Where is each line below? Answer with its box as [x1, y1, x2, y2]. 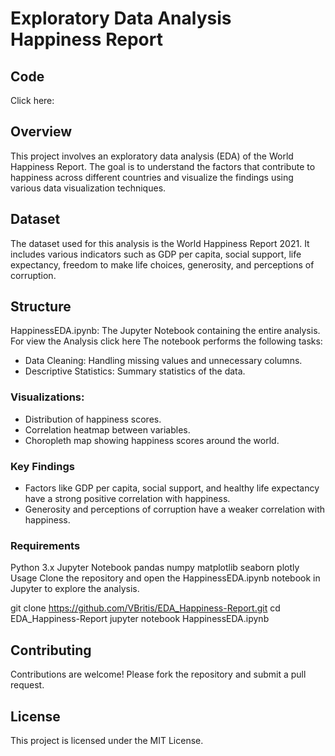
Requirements [10, 538, 81, 552]
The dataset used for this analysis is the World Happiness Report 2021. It [10, 237, 310, 249]
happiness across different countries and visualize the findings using [10, 171, 294, 183]
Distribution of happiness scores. [24, 413, 162, 425]
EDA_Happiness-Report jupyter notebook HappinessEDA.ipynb [10, 613, 270, 625]
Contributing [10, 642, 92, 659]
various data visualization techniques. [10, 182, 167, 194]
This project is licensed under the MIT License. [10, 734, 204, 746]
